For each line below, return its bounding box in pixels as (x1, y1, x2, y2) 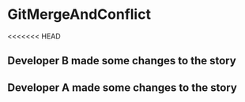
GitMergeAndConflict (7, 5, 152, 24)
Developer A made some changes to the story (7, 81, 238, 94)
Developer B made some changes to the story (7, 54, 236, 67)
